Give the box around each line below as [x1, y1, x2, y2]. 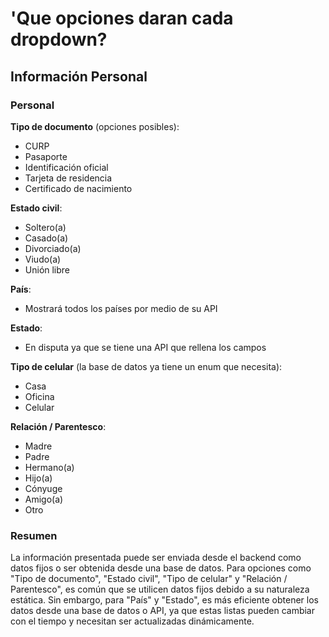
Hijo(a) [24, 472, 53, 484]
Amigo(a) [24, 493, 64, 505]
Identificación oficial [24, 161, 109, 173]
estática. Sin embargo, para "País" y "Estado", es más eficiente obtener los [10, 594, 319, 606]
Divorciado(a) [24, 242, 82, 254]
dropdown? [10, 28, 108, 51]
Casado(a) [24, 232, 69, 244]
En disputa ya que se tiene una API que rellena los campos [24, 341, 267, 353]
